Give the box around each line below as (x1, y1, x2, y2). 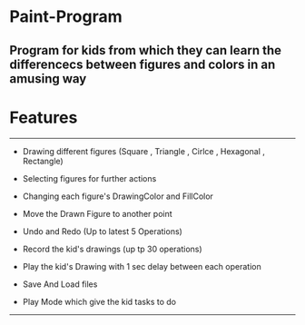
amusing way (9, 71, 87, 86)
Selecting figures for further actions (22, 172, 157, 183)
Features (9, 107, 78, 128)
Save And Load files (22, 279, 98, 290)
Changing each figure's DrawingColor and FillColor (22, 191, 213, 202)
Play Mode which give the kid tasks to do (22, 296, 177, 307)
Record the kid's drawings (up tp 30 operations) (22, 243, 202, 254)
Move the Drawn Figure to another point (22, 208, 172, 219)
